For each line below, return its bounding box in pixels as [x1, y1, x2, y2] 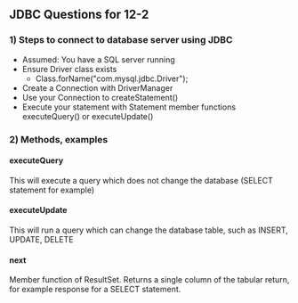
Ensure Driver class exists [21, 63, 117, 74]
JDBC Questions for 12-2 [9, 7, 149, 22]
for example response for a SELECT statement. [9, 284, 181, 295]
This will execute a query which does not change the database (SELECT [9, 175, 273, 185]
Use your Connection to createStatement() [21, 92, 179, 102]
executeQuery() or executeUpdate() [21, 111, 154, 121]
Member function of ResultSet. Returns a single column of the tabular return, [9, 274, 290, 285]
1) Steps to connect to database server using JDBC [9, 34, 233, 46]
